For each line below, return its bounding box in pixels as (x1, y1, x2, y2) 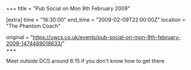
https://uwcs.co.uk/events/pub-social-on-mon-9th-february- (32, 34, 181, 40)
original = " (6, 34, 33, 40)
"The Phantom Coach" (6, 23, 61, 29)
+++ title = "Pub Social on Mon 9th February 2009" (6, 5, 130, 12)
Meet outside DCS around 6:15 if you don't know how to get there (6, 58, 165, 64)
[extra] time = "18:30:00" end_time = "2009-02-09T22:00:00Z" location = (6, 16, 186, 23)
